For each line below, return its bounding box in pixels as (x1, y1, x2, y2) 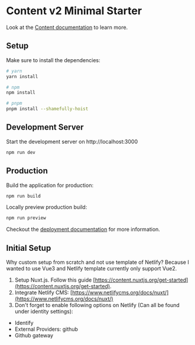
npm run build (6, 193, 41, 199)
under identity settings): (14, 308, 73, 315)
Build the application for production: (6, 182, 93, 189)
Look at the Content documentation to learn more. (6, 24, 128, 31)
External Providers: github (14, 325, 79, 333)
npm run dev (6, 149, 35, 155)
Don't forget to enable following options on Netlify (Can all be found (14, 302, 180, 309)
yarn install (6, 73, 38, 79)
